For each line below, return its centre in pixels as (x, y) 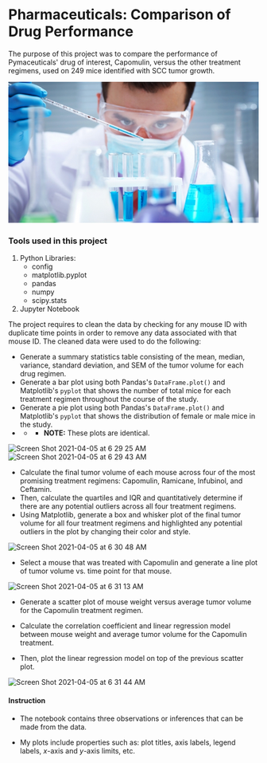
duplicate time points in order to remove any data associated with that (122, 333)
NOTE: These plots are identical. (97, 433)
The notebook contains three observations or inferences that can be (132, 718)
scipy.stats (49, 301)
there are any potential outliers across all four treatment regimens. (128, 506)
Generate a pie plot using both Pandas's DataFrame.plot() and (122, 407)
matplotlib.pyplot (59, 275)
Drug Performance (71, 31)
